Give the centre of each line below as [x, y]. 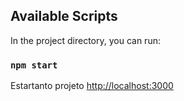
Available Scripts [64, 16]
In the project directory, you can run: [85, 40]
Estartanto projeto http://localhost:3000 [92, 86]
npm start [34, 65]
